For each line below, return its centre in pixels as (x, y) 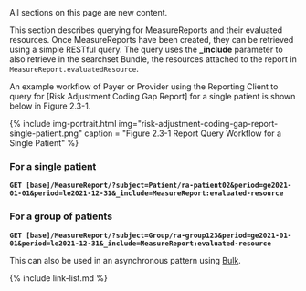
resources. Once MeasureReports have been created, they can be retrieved (152, 40)
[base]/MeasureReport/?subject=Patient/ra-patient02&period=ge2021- (159, 186)
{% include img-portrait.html (63, 124)
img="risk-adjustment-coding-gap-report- (198, 124)
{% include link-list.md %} (58, 278)
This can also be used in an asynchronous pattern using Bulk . (126, 260)
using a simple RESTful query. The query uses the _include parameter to (146, 49)
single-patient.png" (46, 133)
